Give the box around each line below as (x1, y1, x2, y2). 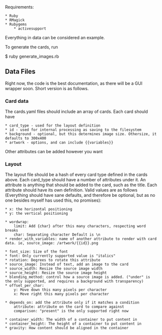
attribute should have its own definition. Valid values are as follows (5, 187, 138, 193)
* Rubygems (5, 22, 27, 27)
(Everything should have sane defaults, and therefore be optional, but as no (5, 192, 156, 198)
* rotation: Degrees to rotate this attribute (5, 258, 101, 263)
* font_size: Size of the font (5, 249, 68, 254)
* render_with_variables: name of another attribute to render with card (5, 237, 157, 241)
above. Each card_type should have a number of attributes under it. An (5, 177, 146, 183)
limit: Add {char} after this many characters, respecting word (14, 224, 146, 229)
